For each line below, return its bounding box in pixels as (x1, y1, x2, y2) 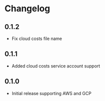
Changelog (4, 3, 50, 14)
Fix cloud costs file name (11, 35, 62, 41)
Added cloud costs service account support (11, 63, 101, 69)
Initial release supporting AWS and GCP (11, 90, 91, 96)
